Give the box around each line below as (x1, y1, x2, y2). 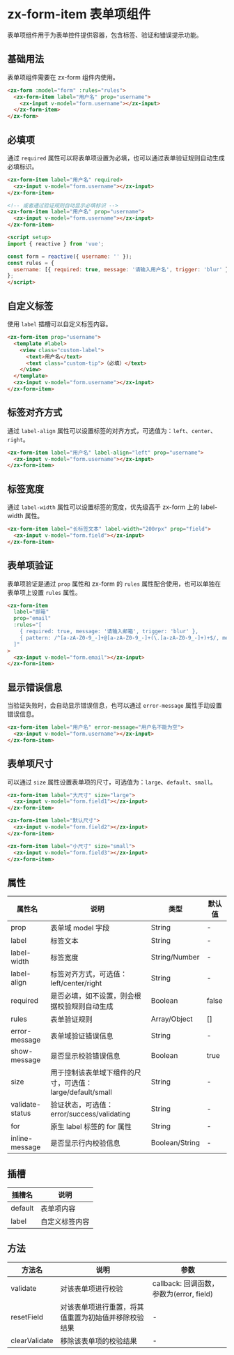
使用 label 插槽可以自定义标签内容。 (7, 320, 112, 328)
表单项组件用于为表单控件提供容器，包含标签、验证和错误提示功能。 (7, 31, 203, 39)
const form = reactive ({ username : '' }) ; (7, 252, 132, 260)
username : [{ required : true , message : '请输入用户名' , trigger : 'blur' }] (13, 266, 232, 273)
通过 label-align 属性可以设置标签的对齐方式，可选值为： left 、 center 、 (7, 426, 217, 434)
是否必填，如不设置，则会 (50, 991, 134, 1001)
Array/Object (150, 1014, 193, 1024)
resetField (10, 1312, 44, 1322)
